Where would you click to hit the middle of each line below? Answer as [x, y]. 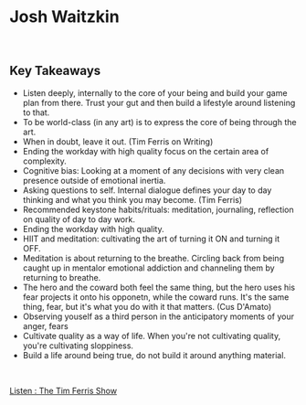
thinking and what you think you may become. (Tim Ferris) [132, 199]
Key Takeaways [55, 71]
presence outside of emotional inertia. [94, 180]
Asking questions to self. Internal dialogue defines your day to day [147, 190]
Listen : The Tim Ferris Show [63, 390]
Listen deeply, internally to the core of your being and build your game [155, 92]
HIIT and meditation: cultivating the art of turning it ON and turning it [151, 239]
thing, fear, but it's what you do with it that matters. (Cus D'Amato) [147, 306]
